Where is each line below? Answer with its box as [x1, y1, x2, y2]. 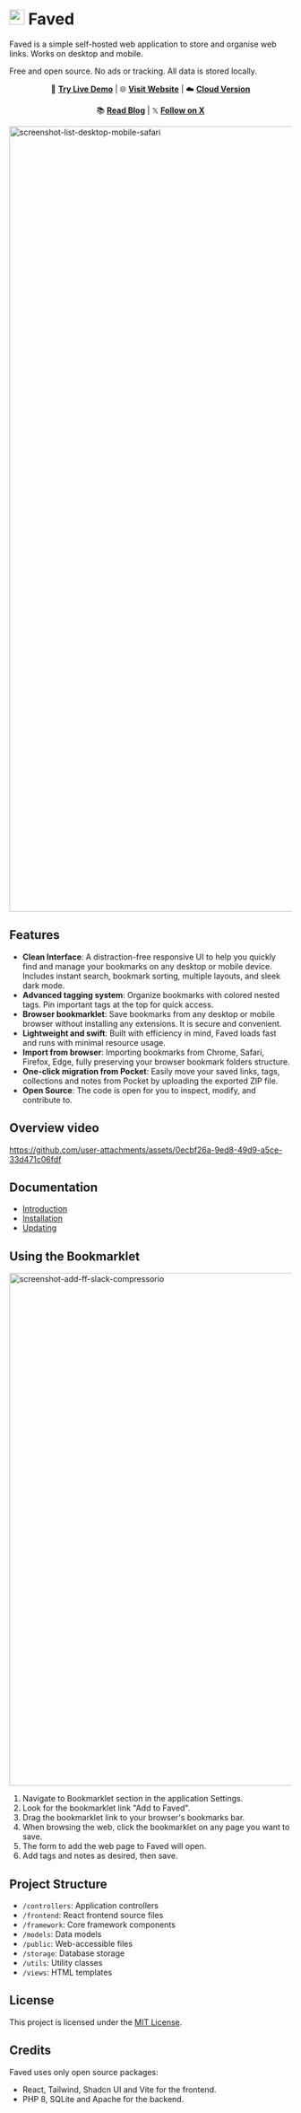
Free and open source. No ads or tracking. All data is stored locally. [9, 66, 258, 76]
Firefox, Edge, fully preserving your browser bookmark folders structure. [21, 1056, 291, 1067]
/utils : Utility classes [21, 1958, 103, 1968]
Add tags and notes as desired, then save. [21, 1850, 178, 1862]
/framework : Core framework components [21, 1919, 176, 1930]
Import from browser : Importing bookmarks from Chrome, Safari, [21, 1047, 264, 1057]
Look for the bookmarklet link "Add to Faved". [21, 1802, 191, 1813]
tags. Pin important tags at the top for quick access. [21, 999, 214, 1010]
